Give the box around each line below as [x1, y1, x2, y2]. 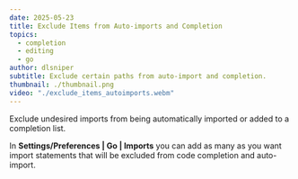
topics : [9, 30, 39, 39]
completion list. [9, 122, 66, 133]
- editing [17, 47, 54, 56]
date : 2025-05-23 [9, 13, 74, 22]
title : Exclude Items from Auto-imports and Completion [9, 22, 223, 31]
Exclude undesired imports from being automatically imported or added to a [9, 113, 290, 124]
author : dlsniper [9, 64, 74, 73]
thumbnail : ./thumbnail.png [9, 80, 115, 89]
